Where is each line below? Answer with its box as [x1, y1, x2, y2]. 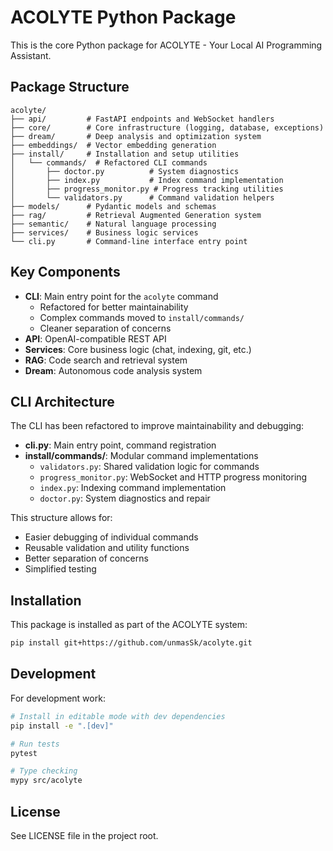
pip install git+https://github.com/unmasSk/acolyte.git [10, 638, 253, 648]
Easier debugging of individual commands [24, 531, 199, 543]
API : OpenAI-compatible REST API [24, 332, 167, 345]
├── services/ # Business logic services [10, 227, 199, 238]
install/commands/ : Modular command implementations [24, 450, 259, 462]
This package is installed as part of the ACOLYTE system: [10, 619, 248, 631]
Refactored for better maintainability [39, 301, 189, 313]
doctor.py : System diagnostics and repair [39, 492, 211, 505]
